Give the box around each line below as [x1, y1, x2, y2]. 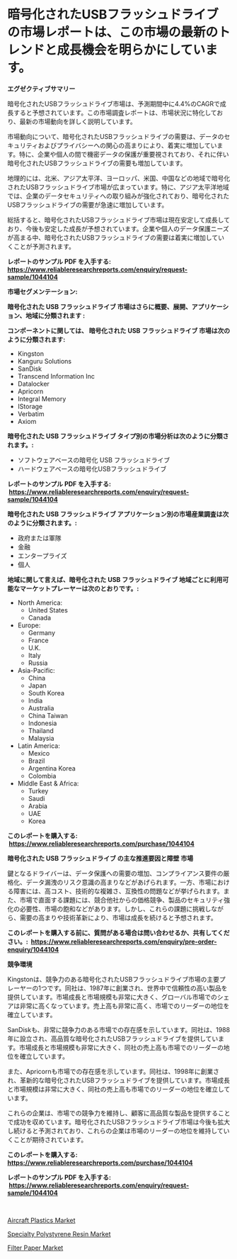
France [28, 636, 50, 644]
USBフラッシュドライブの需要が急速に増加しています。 [7, 200, 168, 209]
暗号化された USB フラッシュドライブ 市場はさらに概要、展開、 [7, 302, 192, 310]
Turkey [28, 786, 49, 795]
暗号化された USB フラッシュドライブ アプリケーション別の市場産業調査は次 [7, 510, 229, 518]
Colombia [28, 771, 57, 780]
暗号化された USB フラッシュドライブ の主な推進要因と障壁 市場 [7, 854, 193, 862]
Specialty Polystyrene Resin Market [7, 1229, 111, 1238]
